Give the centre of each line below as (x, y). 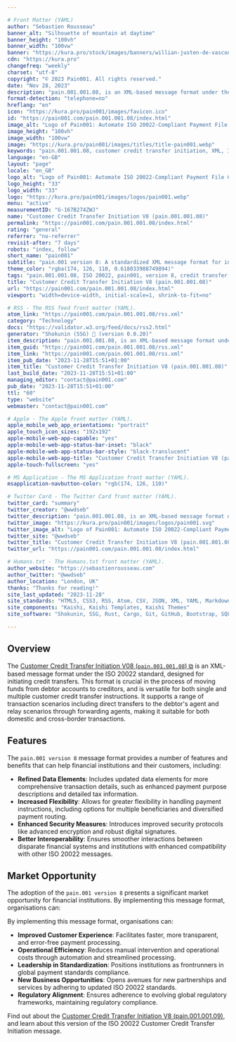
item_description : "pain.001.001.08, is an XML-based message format (111, 340)
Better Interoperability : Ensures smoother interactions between (110, 838)
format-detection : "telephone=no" (58, 99)
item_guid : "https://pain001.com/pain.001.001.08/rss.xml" (96, 347)
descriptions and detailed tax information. (78, 794)
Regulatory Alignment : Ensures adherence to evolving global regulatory (122, 995)
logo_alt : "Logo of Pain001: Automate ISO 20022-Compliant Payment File (116, 177)
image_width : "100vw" (39, 138)
